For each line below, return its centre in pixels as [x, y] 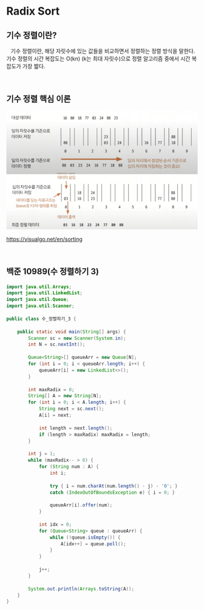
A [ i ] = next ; [55, 416]
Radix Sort [33, 11]
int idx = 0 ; [55, 524]
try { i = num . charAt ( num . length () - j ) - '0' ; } [114, 486]
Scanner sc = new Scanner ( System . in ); [77, 338]
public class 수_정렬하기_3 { [41, 319]
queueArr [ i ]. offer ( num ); [81, 505]
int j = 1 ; [42, 454]
